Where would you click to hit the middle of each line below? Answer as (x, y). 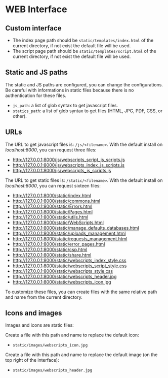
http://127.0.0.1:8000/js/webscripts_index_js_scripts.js (69, 165)
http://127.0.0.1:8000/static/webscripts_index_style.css (69, 260)
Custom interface (33, 28)
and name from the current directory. (44, 297)
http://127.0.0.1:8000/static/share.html (52, 255)
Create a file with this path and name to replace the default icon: (72, 335)
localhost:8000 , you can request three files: (51, 150)
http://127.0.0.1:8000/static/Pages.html (52, 211)
